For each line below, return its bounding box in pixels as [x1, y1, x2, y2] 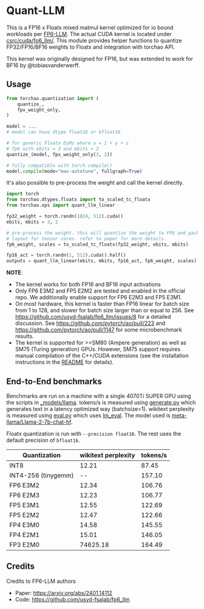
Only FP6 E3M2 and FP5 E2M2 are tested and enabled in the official [15, 287, 185, 294]
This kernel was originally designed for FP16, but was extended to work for [6, 55, 193, 62]
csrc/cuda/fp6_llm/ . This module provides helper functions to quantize [6, 37, 182, 44]
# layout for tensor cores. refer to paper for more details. [6, 235, 167, 241]
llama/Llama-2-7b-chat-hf [6, 418, 72, 426]
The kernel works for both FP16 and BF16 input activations [15, 281, 161, 288]
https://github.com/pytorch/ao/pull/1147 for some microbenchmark [15, 326, 182, 333]
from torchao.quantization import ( [6, 95, 99, 101]
